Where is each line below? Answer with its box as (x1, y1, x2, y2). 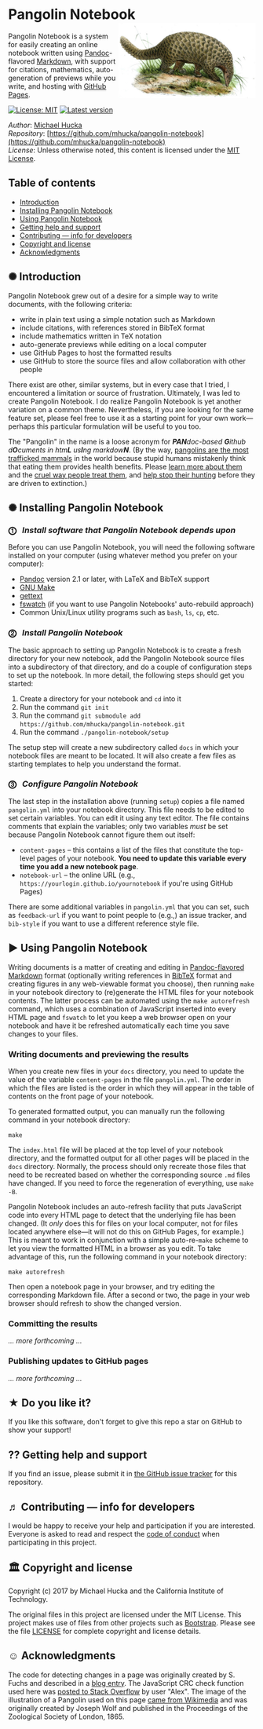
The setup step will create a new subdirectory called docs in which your (8, 742, 239, 751)
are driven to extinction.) (8, 478, 88, 488)
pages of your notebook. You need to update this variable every (36, 854, 247, 863)
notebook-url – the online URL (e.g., (19, 870, 136, 879)
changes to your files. (8, 1029, 79, 1038)
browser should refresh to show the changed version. (8, 1298, 182, 1308)
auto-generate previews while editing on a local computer (19, 339, 206, 349)
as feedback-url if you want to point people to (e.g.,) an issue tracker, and (8, 910, 247, 919)
